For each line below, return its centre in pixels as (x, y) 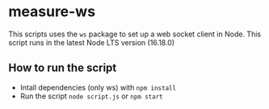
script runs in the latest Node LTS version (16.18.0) (92, 42)
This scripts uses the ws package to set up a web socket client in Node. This (134, 34)
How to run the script (63, 68)
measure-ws (52, 12)
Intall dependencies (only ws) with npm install (98, 87)
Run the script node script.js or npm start (91, 96)
